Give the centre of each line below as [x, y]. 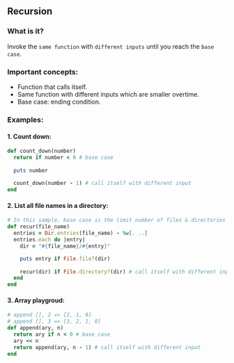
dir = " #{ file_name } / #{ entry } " [65, 246]
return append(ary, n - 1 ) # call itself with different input [107, 347]
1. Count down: [29, 136]
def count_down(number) [42, 151]
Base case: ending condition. [59, 102]
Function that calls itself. [52, 87]
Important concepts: [43, 72]
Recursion [30, 11]
